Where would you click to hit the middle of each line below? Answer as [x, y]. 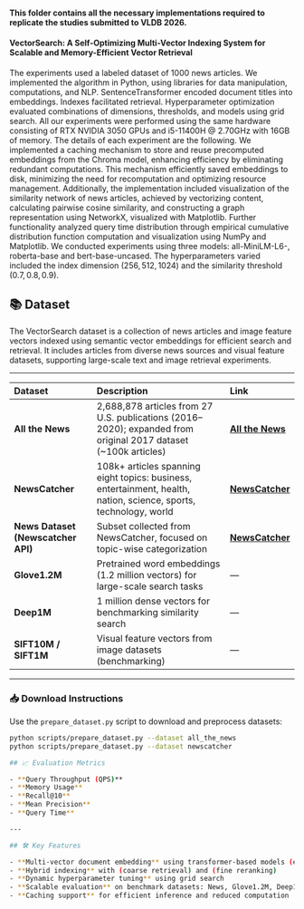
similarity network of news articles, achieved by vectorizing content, [137, 198]
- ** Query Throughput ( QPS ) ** [66, 779]
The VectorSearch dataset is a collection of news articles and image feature [151, 331]
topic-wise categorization [152, 548]
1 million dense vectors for [153, 601]
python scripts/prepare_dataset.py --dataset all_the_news [123, 738]
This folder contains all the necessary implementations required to [137, 13]
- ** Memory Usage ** [46, 788]
